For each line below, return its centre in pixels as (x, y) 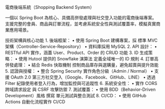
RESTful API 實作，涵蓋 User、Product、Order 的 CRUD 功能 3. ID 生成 (77, 53)
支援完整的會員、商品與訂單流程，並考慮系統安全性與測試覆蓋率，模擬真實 (81, 24)
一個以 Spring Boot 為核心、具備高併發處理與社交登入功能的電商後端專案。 (81, 18)
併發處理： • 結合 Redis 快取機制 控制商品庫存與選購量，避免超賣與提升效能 (82, 65)
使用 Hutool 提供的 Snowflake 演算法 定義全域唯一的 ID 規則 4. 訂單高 (88, 59)
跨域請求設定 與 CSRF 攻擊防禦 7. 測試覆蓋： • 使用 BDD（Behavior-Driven (81, 89)
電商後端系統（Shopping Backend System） (50, 7)
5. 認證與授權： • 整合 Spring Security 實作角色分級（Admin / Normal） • (79, 71)
